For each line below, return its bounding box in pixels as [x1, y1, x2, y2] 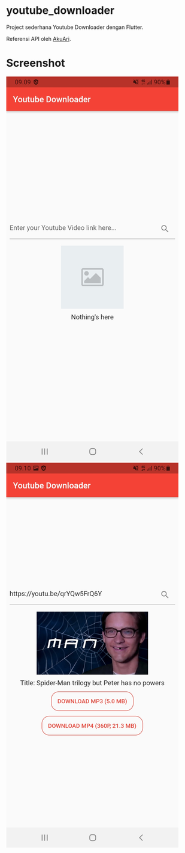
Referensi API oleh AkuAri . [6, 35, 71, 42]
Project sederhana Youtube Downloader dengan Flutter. [6, 23, 144, 31]
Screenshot [6, 57, 65, 70]
